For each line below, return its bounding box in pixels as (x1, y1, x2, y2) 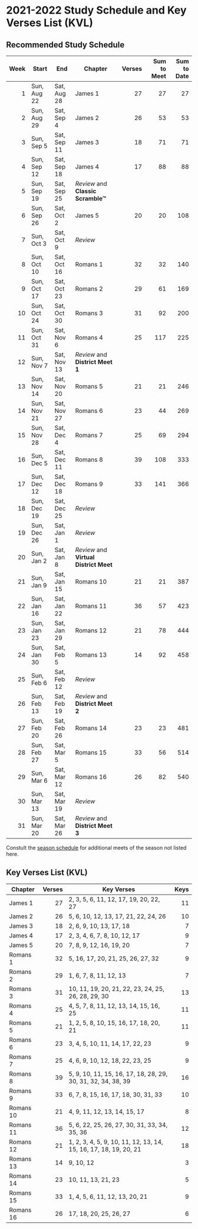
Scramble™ (75, 195, 107, 202)
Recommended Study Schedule (6, 40, 125, 50)
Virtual (75, 553, 95, 561)
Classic (75, 187, 97, 195)
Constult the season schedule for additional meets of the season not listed (6, 844, 187, 851)
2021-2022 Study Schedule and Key (6, 4, 187, 17)
